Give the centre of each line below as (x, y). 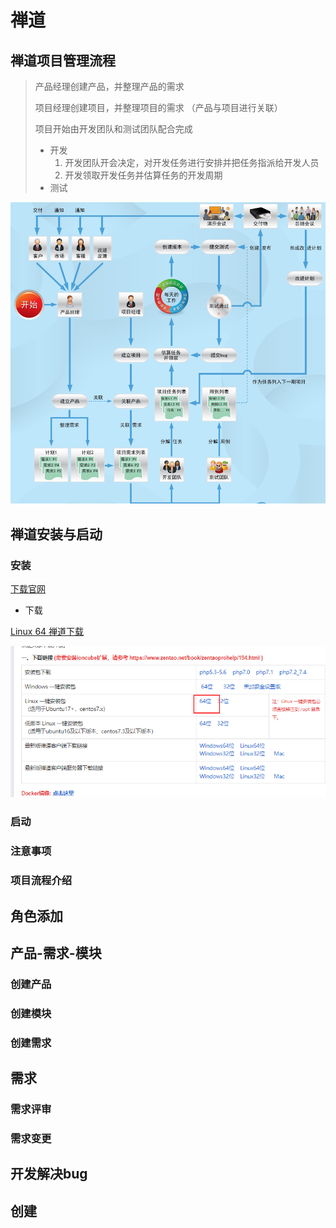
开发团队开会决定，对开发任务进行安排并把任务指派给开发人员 (192, 162)
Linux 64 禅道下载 (47, 631)
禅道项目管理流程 (63, 60)
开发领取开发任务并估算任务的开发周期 (143, 175)
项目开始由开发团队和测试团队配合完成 (113, 129)
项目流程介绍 (41, 881)
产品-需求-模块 (56, 952)
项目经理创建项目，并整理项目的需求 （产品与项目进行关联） (158, 107)
